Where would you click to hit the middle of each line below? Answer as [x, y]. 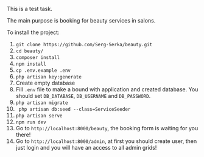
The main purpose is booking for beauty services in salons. [81, 20]
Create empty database [45, 83]
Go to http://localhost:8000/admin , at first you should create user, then [106, 141]
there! [23, 134]
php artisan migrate [42, 103]
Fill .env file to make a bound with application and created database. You [107, 89]
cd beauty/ [30, 51]
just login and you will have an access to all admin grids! [86, 148]
